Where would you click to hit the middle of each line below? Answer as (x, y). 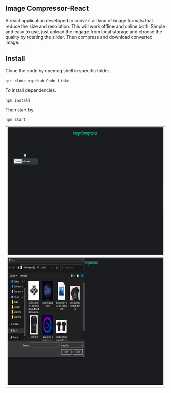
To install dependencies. (31, 90)
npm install (18, 100)
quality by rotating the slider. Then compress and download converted (79, 37)
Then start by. (20, 110)
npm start (16, 119)
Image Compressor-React (47, 8)
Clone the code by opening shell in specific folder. (58, 70)
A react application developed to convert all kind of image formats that (79, 20)
